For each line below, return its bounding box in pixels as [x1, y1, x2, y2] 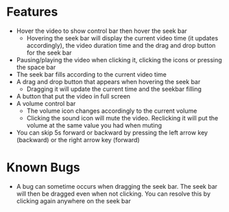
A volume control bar [16, 99, 76, 107]
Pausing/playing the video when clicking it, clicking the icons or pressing [16, 55, 222, 64]
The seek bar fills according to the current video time [16, 70, 167, 79]
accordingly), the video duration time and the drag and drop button [26, 41, 216, 49]
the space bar [16, 63, 56, 71]
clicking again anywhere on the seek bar [16, 196, 131, 205]
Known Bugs [6, 160, 80, 175]
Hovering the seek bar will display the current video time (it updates [26, 34, 219, 42]
